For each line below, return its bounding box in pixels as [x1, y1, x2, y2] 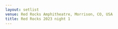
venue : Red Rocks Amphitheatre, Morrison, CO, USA [5, 12, 113, 17]
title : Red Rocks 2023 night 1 [5, 16, 70, 21]
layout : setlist [5, 7, 39, 12]
